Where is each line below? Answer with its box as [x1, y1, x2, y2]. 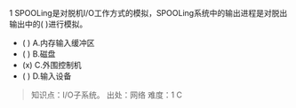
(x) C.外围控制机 [21, 60, 82, 70]
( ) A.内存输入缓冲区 [21, 38, 95, 48]
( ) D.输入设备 [21, 71, 72, 81]
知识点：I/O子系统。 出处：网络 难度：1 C [30, 89, 183, 100]
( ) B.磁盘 [21, 49, 56, 59]
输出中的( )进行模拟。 [9, 19, 88, 29]
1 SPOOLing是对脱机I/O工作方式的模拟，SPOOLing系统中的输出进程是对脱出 [9, 8, 288, 18]
